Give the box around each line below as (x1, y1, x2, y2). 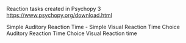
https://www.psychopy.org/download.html (6, 12, 113, 19)
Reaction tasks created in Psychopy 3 (6, 5, 101, 12)
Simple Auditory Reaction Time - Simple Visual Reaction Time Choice (6, 24, 180, 30)
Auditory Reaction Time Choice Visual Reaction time (6, 30, 137, 37)
